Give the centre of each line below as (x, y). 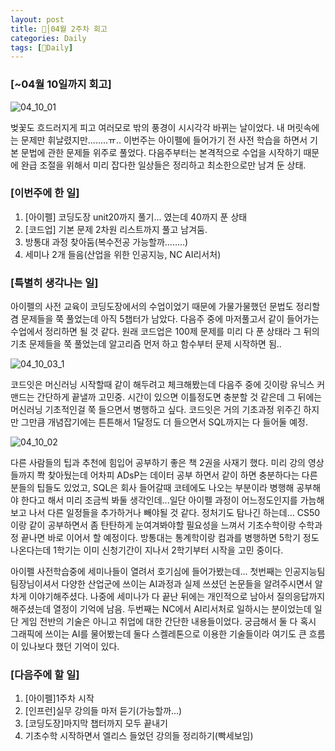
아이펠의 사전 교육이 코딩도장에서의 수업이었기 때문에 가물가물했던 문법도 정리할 (165, 307)
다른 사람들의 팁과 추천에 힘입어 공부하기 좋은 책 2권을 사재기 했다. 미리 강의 (158, 463)
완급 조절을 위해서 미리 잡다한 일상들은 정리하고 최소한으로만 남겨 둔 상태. (163, 165)
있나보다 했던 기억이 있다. (70, 647)
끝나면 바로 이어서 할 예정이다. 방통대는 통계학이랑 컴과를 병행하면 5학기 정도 (170, 538)
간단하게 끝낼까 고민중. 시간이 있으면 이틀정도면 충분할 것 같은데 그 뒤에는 (179, 397)
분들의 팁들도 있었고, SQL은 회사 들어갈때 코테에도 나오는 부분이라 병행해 (152, 488)
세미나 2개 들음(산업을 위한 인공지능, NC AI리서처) (123, 254)
